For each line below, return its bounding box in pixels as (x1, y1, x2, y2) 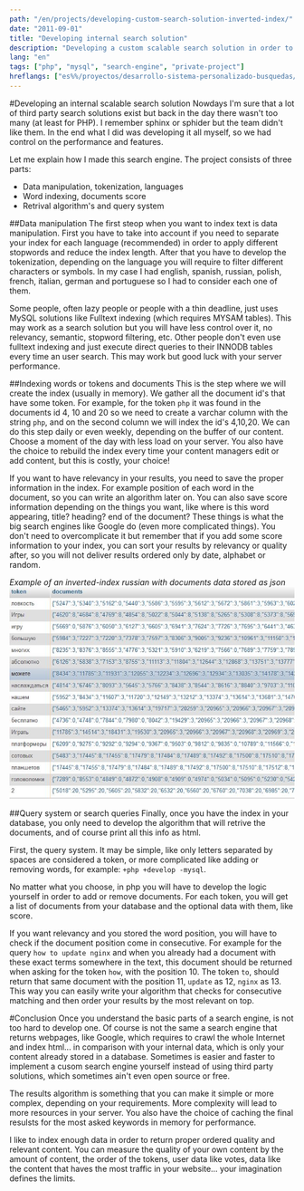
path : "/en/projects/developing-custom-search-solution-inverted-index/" (9, 14, 294, 24)
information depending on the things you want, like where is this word (9, 501, 270, 512)
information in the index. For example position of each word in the (9, 482, 255, 493)
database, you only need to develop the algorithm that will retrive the (9, 817, 266, 828)
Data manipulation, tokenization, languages (22, 181, 184, 192)
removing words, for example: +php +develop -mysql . (9, 863, 206, 874)
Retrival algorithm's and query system (22, 200, 165, 211)
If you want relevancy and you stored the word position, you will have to (9, 927, 278, 938)
